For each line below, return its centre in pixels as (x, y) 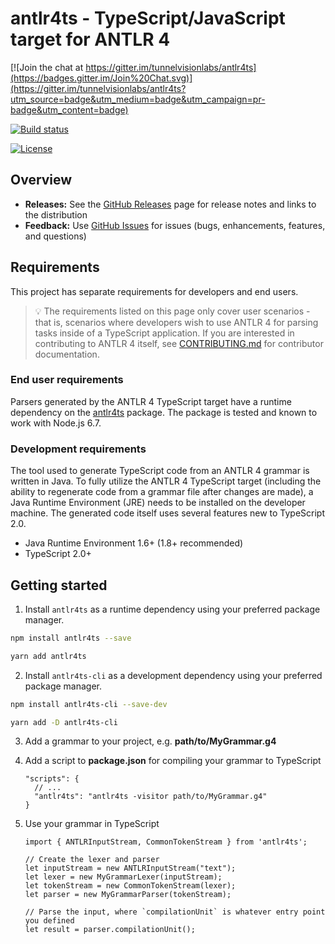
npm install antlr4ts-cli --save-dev (89, 704)
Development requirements (78, 449)
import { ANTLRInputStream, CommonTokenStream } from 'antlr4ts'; (166, 842)
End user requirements (67, 380)
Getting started (59, 585)
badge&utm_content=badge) (69, 109)
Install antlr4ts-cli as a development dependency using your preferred (173, 675)
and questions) (55, 236)
